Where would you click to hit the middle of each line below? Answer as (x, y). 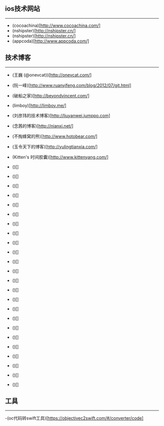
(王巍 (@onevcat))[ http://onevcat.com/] (52, 75)
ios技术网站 (23, 9)
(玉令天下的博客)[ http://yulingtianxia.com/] (55, 147)
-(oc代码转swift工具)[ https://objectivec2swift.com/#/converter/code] (74, 418)
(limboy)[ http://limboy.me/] (39, 105)
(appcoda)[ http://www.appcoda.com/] (51, 41)
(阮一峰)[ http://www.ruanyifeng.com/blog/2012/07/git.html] (72, 85)
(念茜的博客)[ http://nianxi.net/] (43, 126)
